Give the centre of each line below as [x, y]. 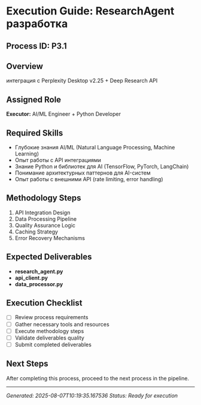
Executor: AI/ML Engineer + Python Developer [64, 114]
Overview [25, 66]
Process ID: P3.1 [36, 46]
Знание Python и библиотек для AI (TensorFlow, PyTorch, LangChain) [102, 167]
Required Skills [35, 133]
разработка [37, 24]
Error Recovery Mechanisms [50, 238]
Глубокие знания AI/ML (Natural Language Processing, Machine [95, 148]
